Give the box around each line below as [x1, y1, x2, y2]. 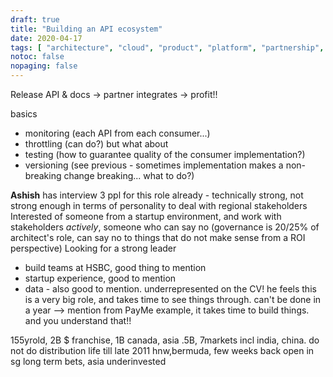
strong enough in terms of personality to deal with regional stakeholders [10, 200, 308, 211]
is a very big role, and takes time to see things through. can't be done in [24, 294, 322, 305]
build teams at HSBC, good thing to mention [24, 262, 207, 273]
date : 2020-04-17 [10, 33, 83, 43]
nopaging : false [10, 61, 78, 71]
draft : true [10, 14, 60, 25]
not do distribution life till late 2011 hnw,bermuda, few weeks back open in [10, 345, 315, 356]
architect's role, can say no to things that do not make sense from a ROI [10, 232, 306, 243]
